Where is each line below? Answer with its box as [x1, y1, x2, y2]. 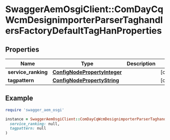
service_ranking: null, [10, 121, 60, 126]
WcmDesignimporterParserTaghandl [5, 14, 163, 26]
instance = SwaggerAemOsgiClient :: [5, 116, 80, 122]
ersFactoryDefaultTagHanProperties [5, 25, 162, 36]
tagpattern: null [10, 126, 47, 131]
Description [126, 60, 156, 67]
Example [5, 94, 33, 103]
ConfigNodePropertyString [52, 77, 119, 84]
